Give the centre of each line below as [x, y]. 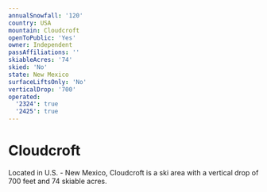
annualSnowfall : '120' [46, 15]
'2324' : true [37, 104]
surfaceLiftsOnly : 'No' [48, 82]
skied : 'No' [28, 67]
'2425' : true [37, 112]
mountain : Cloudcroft [44, 30]
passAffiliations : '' [44, 52]
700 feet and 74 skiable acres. [58, 181]
